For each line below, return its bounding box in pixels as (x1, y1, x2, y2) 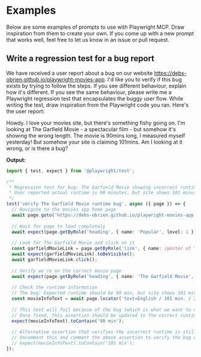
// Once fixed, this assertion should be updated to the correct (11, 312, 178, 318)
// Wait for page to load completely (11, 223, 106, 229)
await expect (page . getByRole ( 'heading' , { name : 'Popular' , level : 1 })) (11, 229, 199, 235)
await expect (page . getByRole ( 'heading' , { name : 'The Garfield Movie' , (11, 273, 194, 279)
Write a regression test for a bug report (6, 53, 154, 63)
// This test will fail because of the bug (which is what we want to (11, 307, 191, 313)
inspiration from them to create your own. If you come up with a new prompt (6, 29, 194, 37)
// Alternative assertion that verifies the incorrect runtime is (11, 329, 181, 335)
